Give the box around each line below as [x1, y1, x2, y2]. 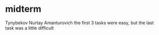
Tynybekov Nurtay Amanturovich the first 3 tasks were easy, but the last [5, 20, 154, 26]
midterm [5, 3, 41, 15]
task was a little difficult [5, 25, 54, 31]
